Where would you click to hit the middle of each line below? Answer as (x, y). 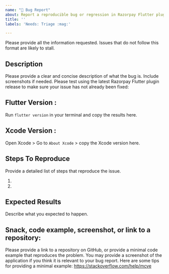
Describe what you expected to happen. (47, 214)
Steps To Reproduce (38, 159)
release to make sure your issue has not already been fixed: (67, 87)
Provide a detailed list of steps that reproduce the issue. (63, 171)
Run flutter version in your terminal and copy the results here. (71, 115)
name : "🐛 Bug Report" (28, 10)
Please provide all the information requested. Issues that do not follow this (82, 43)
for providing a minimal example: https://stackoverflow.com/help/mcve (78, 266)
